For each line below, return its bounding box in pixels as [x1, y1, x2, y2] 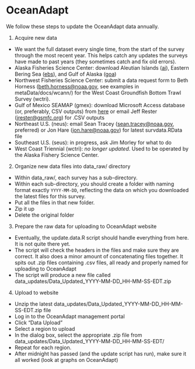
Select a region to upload [14, 325, 75, 332]
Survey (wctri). [14, 95, 51, 102]
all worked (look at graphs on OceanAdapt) [14, 356, 119, 363]
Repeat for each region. [14, 344, 72, 351]
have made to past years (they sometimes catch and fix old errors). [14, 58, 177, 65]
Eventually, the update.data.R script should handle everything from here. [14, 234, 189, 241]
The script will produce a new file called [14, 271, 111, 278]
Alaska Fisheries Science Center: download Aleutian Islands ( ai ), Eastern [14, 64, 190, 71]
